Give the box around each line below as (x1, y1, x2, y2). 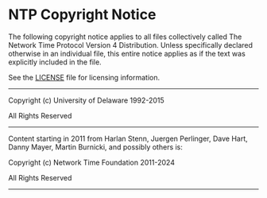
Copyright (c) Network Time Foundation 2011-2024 (8, 157, 175, 167)
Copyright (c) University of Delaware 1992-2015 (8, 95, 164, 105)
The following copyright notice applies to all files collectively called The (8, 32, 242, 41)
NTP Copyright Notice (8, 6, 157, 24)
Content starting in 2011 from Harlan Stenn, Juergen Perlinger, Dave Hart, (8, 134, 248, 143)
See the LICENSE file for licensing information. (8, 72, 161, 82)
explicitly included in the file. (8, 57, 102, 67)
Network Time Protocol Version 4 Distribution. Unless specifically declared (8, 40, 253, 49)
